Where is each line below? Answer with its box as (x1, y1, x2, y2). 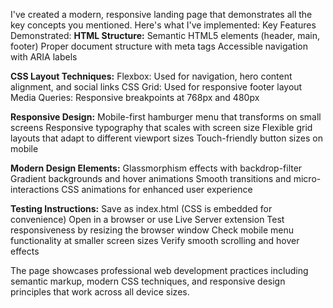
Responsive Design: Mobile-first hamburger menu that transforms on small (10, 111, 322, 123)
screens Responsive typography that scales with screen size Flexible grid (10, 122, 313, 133)
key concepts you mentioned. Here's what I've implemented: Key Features (10, 19, 317, 31)
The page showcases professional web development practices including (10, 265, 309, 276)
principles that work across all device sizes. (10, 286, 190, 298)
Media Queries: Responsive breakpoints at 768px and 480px (10, 92, 260, 103)
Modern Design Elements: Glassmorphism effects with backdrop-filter (10, 162, 303, 174)
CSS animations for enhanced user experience (61, 184, 253, 195)
